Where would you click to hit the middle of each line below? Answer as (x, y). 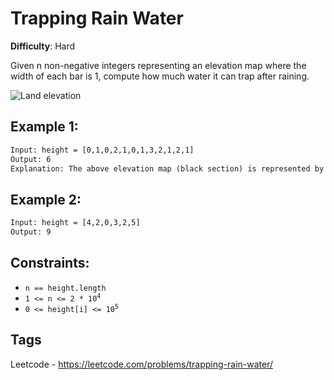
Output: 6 (31, 159)
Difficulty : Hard (43, 46)
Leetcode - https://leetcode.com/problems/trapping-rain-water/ (142, 364)
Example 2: (46, 199)
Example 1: (44, 127)
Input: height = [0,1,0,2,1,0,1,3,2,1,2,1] (102, 150)
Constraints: (50, 263)
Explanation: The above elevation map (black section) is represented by (167, 168)
